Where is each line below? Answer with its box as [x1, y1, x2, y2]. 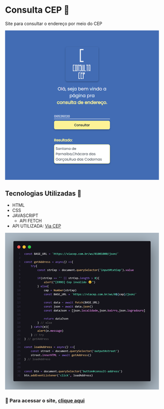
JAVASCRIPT [12, 213, 39, 218]
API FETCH [19, 218, 42, 224]
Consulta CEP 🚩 [5, 4, 70, 16]
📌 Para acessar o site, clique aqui [5, 397, 85, 404]
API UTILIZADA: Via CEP [12, 223, 61, 229]
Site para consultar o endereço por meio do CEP [5, 21, 102, 26]
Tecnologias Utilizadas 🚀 [5, 190, 82, 198]
